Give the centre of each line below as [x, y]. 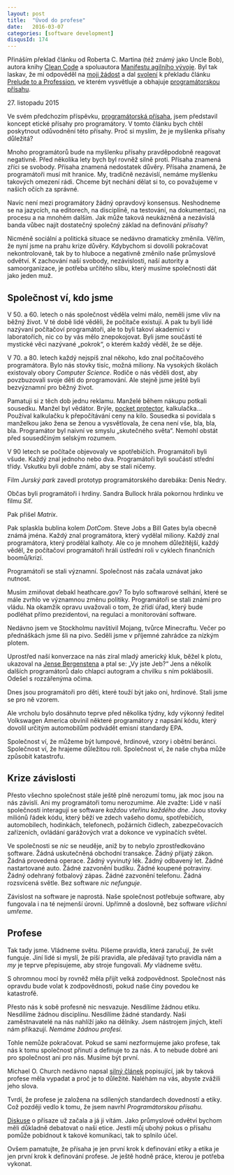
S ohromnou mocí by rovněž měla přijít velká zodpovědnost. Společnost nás [116, 978]
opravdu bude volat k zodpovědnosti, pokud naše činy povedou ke [103, 986]
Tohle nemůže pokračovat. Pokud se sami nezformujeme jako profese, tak [114, 1042]
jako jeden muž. [30, 276]
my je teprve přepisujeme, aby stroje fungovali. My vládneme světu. [105, 965]
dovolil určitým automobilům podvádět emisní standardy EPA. [95, 728]
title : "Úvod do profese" [46, 20]
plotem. [18, 643]
